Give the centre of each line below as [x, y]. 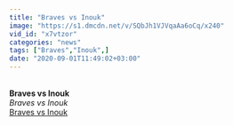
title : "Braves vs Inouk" [57, 17]
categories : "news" [45, 42]
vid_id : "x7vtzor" [43, 34]
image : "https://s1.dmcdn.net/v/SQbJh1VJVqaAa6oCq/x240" [117, 26]
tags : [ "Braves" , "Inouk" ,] [59, 51]
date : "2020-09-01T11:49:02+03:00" [75, 59]
